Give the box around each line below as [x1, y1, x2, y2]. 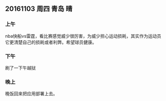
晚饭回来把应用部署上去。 [5, 91, 58, 97]
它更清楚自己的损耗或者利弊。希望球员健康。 [5, 39, 97, 45]
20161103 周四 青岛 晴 [5, 4, 73, 13]
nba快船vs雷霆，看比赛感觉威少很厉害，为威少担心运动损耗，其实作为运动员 [5, 33, 162, 39]
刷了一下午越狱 [5, 65, 36, 71]
